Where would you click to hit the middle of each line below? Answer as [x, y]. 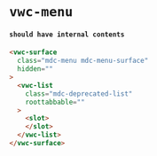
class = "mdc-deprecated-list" [79, 94]
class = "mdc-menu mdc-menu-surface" [83, 61]
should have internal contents [67, 35]
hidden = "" [35, 69]
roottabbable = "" [55, 102]
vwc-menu [41, 12]
